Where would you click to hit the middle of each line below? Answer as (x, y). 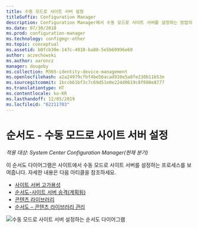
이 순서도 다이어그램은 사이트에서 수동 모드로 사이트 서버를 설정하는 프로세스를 (96, 165)
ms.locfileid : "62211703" (38, 104)
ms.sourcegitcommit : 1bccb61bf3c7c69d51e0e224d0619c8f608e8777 (85, 83)
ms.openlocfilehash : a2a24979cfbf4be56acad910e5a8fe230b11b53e (85, 77)
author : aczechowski (32, 55)
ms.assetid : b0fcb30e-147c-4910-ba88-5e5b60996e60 (70, 50)
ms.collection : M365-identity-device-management (67, 72)
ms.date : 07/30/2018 (32, 28)
